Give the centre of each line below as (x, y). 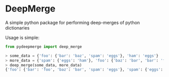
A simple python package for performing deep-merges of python (72, 22)
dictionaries (17, 27)
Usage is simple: (22, 37)
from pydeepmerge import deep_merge (44, 46)
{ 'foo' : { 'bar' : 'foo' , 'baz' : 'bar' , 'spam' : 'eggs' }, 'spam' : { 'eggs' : (84, 70)
